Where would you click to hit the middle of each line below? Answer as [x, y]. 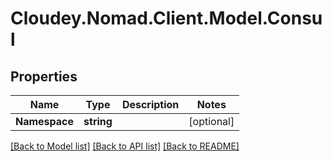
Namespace [45, 121]
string [98, 121]
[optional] [211, 121]
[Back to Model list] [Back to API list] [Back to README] [125, 146]
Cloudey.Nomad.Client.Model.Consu [166, 18]
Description [150, 104]
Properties [44, 76]
